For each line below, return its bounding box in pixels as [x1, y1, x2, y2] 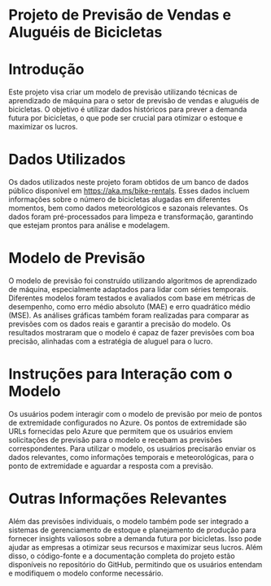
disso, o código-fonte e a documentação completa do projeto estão [8, 551, 235, 561]
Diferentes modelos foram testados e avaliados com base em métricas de [8, 293, 256, 303]
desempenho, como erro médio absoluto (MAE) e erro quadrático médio [8, 302, 251, 311]
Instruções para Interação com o [8, 365, 233, 383]
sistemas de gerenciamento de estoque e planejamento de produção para [8, 525, 256, 535]
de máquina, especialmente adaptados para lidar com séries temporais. [8, 285, 249, 294]
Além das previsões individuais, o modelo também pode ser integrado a [8, 516, 249, 526]
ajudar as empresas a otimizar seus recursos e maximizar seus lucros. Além [8, 542, 263, 552]
